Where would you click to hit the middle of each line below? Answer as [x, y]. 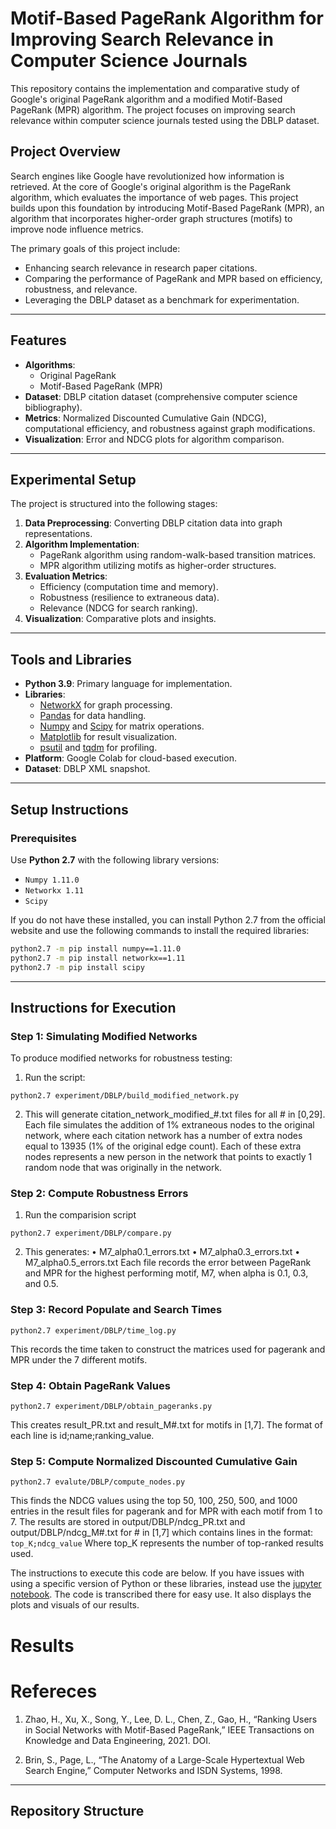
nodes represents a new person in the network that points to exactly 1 [168, 1157]
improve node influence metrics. [77, 229]
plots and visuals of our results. [75, 1605]
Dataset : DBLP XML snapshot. [87, 769]
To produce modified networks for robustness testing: [121, 1058]
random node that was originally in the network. [123, 1168]
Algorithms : [50, 364]
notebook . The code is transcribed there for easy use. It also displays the [161, 1594]
